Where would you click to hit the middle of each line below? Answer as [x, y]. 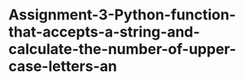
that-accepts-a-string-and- [105, 32]
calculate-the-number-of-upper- [122, 49]
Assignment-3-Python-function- [122, 15]
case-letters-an [63, 67]
